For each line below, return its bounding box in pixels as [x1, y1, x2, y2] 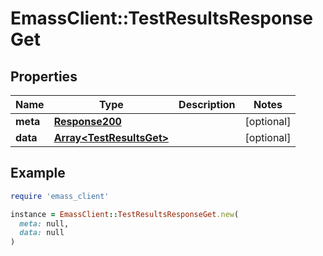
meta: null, [19, 218, 70, 229]
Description [178, 98, 236, 111]
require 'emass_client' [10, 191, 110, 201]
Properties [10, 68, 78, 85]
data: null [19, 228, 65, 238]
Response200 [53, 115, 122, 128]
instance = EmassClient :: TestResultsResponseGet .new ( [10, 209, 240, 219]
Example [10, 165, 66, 182]
